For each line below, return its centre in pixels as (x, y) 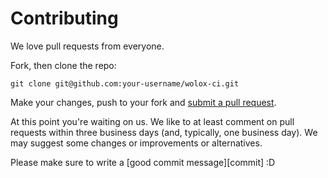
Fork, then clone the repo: (63, 65)
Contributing (64, 18)
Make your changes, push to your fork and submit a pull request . (143, 102)
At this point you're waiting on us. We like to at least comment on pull (152, 121)
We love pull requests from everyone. (87, 46)
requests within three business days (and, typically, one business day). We (164, 132)
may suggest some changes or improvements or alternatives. (136, 143)
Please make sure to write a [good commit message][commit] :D (143, 162)
